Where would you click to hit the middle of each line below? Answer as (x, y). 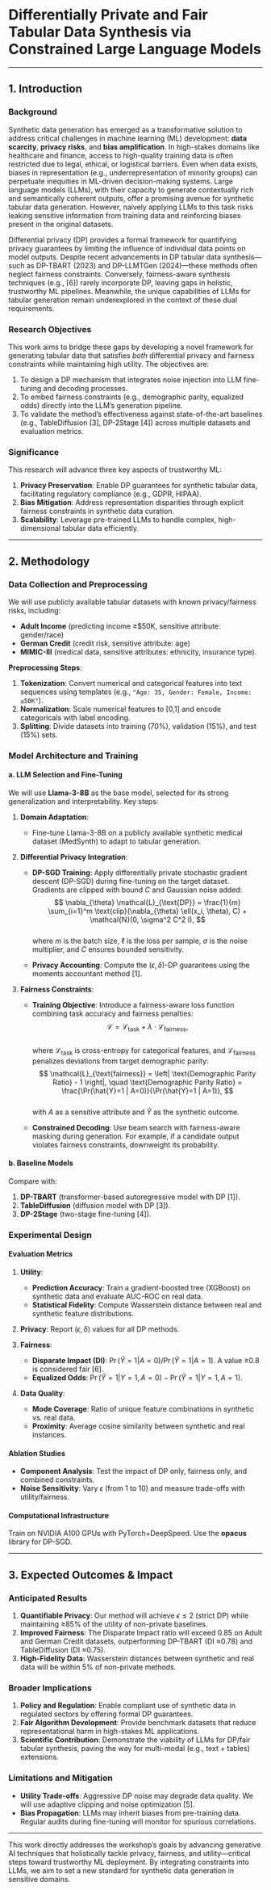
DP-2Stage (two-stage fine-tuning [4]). (85, 1214)
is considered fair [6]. (68, 1369)
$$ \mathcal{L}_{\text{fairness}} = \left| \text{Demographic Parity (148, 1073)
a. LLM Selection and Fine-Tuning (65, 775)
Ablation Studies (37, 1453)
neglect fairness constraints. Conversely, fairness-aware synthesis (119, 274)
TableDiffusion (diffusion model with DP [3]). (95, 1205)
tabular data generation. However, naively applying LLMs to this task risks (131, 207)
